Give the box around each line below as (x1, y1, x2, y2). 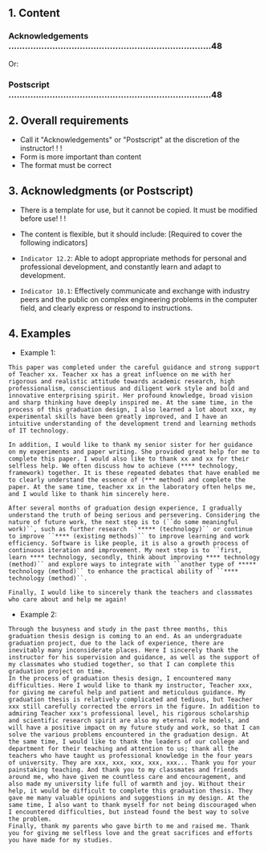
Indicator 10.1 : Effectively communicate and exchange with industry (19, 286, 250, 296)
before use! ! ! (19, 214, 67, 223)
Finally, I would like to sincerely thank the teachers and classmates (8, 588, 253, 597)
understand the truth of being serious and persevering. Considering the (8, 511, 261, 519)
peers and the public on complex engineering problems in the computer (19, 295, 258, 305)
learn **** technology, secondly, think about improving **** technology (8, 554, 261, 562)
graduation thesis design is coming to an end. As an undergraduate (8, 633, 242, 641)
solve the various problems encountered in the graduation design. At (8, 731, 250, 739)
